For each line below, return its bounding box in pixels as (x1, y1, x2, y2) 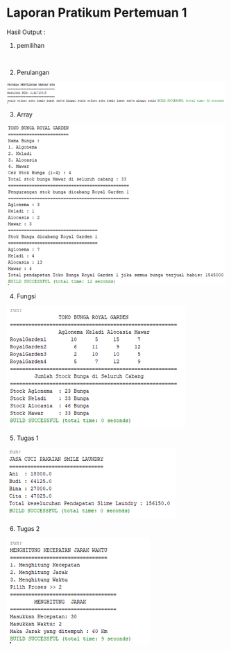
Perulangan (16, 68, 50, 76)
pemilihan (16, 41, 45, 49)
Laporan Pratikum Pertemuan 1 (6, 5, 187, 21)
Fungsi (16, 292, 36, 301)
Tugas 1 (16, 434, 39, 442)
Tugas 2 (16, 525, 40, 533)
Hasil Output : (6, 28, 46, 36)
